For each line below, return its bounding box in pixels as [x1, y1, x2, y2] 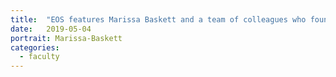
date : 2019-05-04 [10, 24, 92, 34]
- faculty [19, 52, 60, 62]
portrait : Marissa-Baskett [10, 33, 123, 43]
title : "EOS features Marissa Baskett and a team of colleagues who [10, 14, 307, 25]
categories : [10, 42, 60, 53]
